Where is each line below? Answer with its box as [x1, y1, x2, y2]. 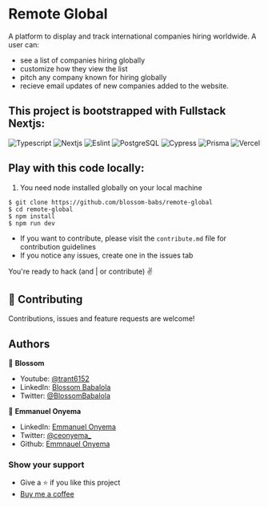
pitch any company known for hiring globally [19, 72, 167, 82]
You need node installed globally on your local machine [19, 182, 202, 193]
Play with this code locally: [8, 161, 145, 175]
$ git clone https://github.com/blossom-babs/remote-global [8, 198, 214, 206]
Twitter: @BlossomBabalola [19, 391, 110, 401]
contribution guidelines [19, 241, 96, 251]
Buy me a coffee [19, 489, 74, 499]
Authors [8, 337, 50, 351]
